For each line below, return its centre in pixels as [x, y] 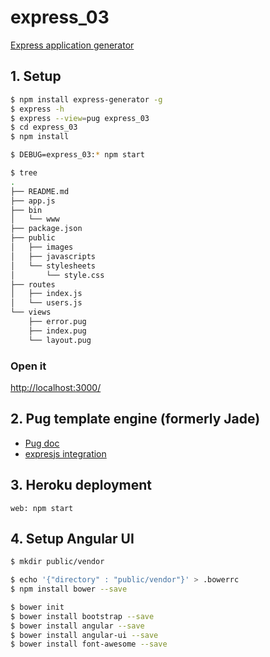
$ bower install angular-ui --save [84, 635]
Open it [28, 366]
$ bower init [37, 607]
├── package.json [46, 229]
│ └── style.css [57, 275]
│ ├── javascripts [53, 256]
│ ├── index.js [46, 294]
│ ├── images [42, 247]
